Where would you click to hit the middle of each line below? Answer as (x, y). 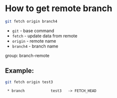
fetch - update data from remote (45, 36)
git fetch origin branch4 (31, 21)
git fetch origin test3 (29, 82)
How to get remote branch (59, 8)
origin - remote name (34, 41)
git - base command (33, 31)
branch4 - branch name (35, 46)
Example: (19, 71)
